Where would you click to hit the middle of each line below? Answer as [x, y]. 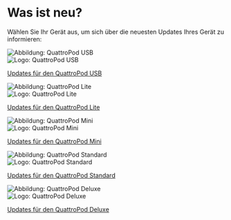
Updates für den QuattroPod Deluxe [58, 209]
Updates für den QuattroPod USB [55, 73]
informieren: [25, 39]
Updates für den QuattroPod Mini [54, 141]
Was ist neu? [45, 13]
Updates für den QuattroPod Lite [54, 107]
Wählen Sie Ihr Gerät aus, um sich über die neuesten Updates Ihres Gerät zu [116, 32]
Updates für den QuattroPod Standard [61, 175]
